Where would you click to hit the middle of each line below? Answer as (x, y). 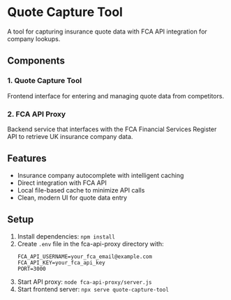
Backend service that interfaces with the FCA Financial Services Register (112, 129)
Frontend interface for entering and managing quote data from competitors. (116, 96)
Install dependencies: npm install (66, 236)
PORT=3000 (32, 269)
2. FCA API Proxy (37, 114)
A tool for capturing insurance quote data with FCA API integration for (107, 31)
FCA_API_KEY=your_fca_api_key (61, 262)
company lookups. (34, 38)
